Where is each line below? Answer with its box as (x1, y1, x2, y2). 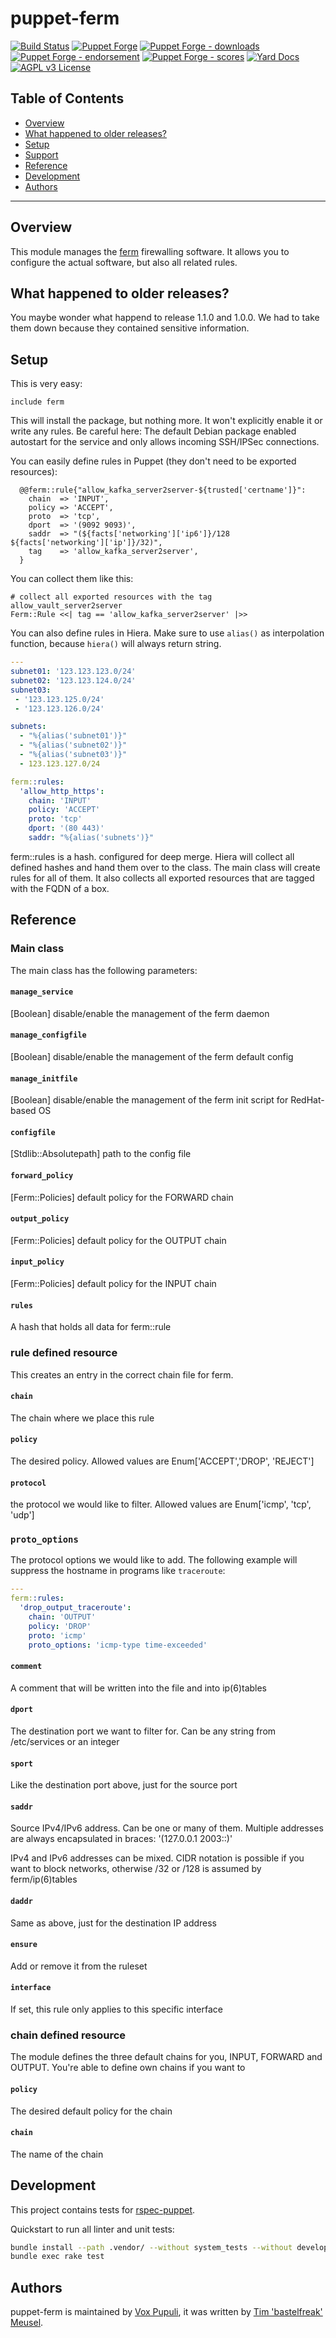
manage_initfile (10, 1073, 78, 1084)
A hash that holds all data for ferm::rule (10, 1321, 172, 1333)
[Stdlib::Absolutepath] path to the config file (10, 1148, 192, 1160)
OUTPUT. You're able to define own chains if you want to (10, 2062, 246, 2074)
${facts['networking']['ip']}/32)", (10, 538, 163, 548)
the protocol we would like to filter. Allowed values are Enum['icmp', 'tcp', (10, 1498, 312, 1511)
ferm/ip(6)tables (10, 1873, 78, 1886)
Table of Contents (10, 90, 125, 107)
